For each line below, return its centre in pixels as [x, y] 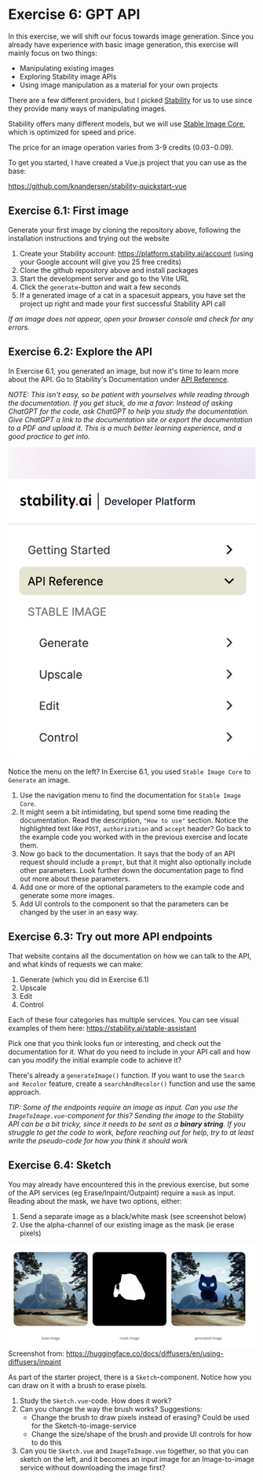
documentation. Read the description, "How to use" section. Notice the [134, 820]
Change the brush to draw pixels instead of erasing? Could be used [140, 1418]
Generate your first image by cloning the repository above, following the [124, 230]
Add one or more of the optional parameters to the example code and [132, 887]
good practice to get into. [49, 436]
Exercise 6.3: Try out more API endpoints [111, 937]
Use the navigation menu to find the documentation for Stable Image [130, 795]
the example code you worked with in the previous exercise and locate [134, 837]
